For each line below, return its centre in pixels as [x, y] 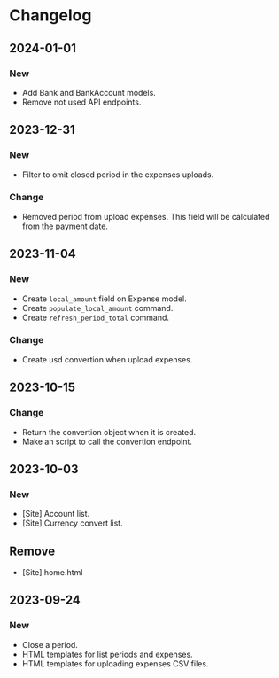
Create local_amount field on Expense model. [105, 299]
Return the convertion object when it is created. [109, 432]
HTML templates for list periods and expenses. [107, 654]
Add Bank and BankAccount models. [89, 92]
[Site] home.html [52, 573]
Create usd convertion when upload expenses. [107, 359]
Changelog [50, 16]
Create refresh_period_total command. [96, 317]
